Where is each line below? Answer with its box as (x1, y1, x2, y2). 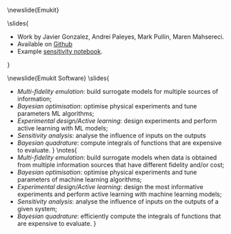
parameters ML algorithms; (17, 110, 94, 117)
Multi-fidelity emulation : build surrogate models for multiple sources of (17, 88, 219, 95)
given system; (17, 205, 57, 213)
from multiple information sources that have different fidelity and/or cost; (17, 161, 225, 168)
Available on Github (17, 40, 73, 48)
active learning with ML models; (17, 124, 108, 132)
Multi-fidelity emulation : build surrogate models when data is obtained (17, 153, 217, 162)
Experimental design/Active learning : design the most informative (17, 183, 203, 191)
